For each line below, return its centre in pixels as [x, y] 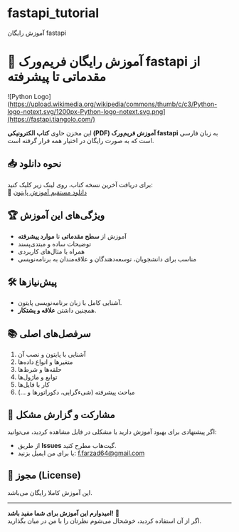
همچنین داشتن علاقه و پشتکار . [57, 311]
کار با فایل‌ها [33, 385]
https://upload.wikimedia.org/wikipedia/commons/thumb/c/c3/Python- [113, 104]
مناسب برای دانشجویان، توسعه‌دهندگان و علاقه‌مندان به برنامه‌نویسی [107, 259]
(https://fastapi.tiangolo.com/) [52, 119]
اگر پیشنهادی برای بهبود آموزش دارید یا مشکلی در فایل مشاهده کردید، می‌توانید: [112, 432]
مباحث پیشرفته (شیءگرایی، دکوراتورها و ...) [76, 392]
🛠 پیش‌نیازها [32, 282]
